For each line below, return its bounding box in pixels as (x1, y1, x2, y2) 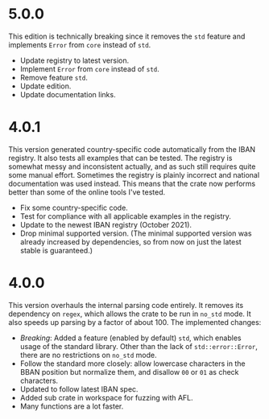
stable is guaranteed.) (19, 245, 93, 255)
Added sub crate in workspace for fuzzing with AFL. (19, 392, 193, 402)
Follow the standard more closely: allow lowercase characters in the (19, 359, 246, 368)
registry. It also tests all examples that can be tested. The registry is (8, 153, 233, 162)
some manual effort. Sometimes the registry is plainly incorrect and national (8, 170, 260, 179)
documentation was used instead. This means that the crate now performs (8, 179, 256, 188)
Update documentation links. (19, 89, 116, 99)
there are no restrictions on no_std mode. (19, 350, 157, 359)
